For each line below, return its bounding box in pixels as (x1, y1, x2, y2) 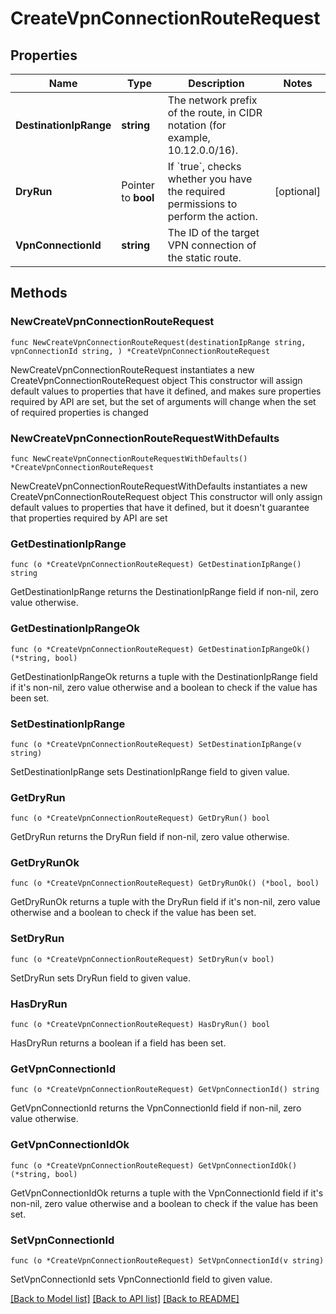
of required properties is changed (10, 406, 149, 418)
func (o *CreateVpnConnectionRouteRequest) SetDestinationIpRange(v (10, 739, 302, 749)
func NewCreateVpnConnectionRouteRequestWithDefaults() (10, 453, 248, 464)
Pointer (121, 178, 155, 192)
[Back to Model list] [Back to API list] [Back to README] (10, 1292, 240, 1304)
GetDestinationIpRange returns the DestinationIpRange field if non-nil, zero (10, 586, 319, 598)
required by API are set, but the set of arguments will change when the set (10, 395, 317, 407)
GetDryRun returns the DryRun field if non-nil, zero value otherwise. (10, 831, 290, 843)
